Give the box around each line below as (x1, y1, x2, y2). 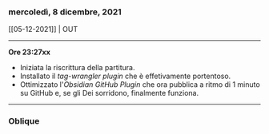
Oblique (8, 116, 40, 127)
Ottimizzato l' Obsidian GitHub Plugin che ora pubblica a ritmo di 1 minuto (19, 80, 260, 89)
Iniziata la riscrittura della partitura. (19, 63, 135, 73)
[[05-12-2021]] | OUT (8, 25, 78, 34)
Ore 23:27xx (8, 47, 50, 57)
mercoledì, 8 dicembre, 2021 (8, 6, 122, 18)
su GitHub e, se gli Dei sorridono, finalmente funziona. (19, 89, 199, 98)
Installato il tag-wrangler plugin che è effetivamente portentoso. (19, 71, 231, 81)
